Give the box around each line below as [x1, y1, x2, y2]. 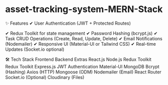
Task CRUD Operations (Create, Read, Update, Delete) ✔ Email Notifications [5, 35, 162, 41]
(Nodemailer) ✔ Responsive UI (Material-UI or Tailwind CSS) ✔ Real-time [5, 41, 156, 47]
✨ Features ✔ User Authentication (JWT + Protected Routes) [5, 20, 131, 26]
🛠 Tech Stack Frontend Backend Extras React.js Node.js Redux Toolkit [5, 56, 152, 62]
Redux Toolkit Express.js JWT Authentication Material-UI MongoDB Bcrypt [5, 63, 159, 69]
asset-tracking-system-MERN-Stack [5, 4, 163, 15]
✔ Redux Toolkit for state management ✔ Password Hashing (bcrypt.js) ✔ [5, 30, 158, 36]
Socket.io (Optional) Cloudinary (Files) [5, 74, 85, 80]
